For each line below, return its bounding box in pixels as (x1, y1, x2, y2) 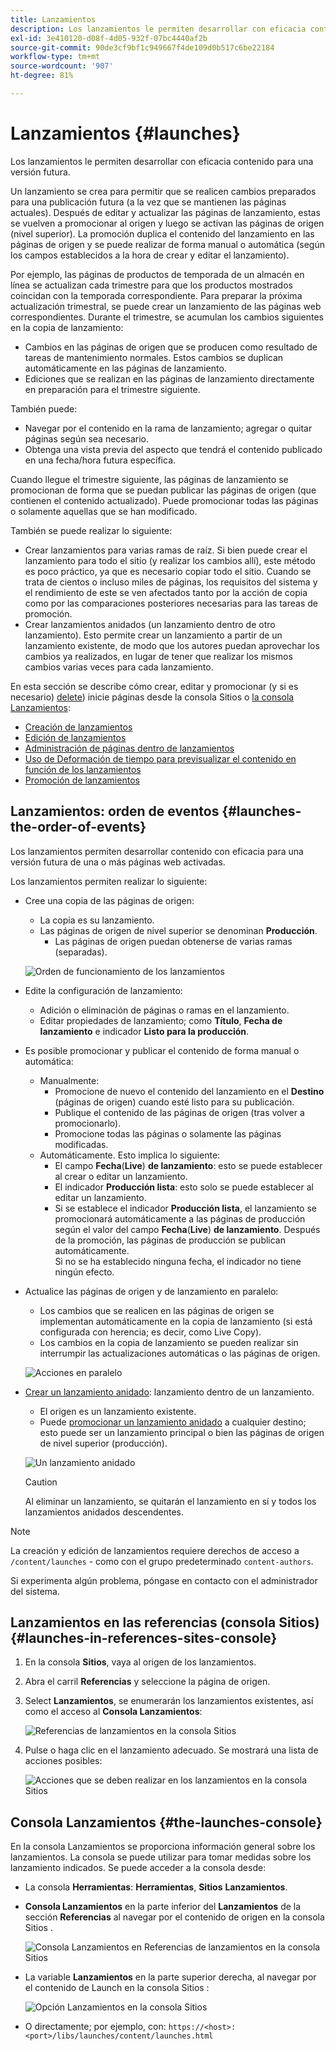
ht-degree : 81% (10, 71, 74, 81)
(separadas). (54, 946, 108, 958)
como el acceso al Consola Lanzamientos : (24, 1706, 203, 1718)
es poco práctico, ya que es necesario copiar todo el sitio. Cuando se (24, 565, 312, 577)
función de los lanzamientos (24, 763, 142, 775)
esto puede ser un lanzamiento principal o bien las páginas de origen (39, 1426, 325, 1438)
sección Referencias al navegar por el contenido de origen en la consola (24, 1911, 325, 1923)
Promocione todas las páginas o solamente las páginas (54, 1127, 282, 1140)
